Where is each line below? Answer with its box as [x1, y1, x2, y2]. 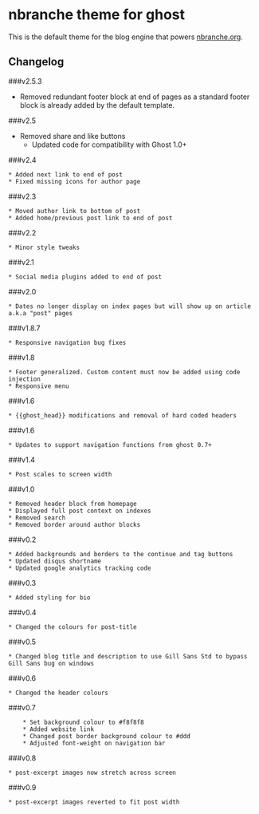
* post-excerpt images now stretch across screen [8, 769, 177, 776]
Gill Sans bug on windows [8, 659, 94, 667]
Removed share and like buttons [19, 131, 126, 140]
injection [8, 375, 41, 383]
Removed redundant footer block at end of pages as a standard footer [19, 92, 250, 101]
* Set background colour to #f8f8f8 [22, 718, 145, 726]
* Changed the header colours [8, 689, 109, 697]
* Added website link [22, 725, 94, 733]
